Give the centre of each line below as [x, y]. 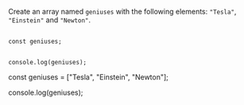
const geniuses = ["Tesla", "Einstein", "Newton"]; [89, 77]
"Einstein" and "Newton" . [50, 20]
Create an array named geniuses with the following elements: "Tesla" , [122, 12]
